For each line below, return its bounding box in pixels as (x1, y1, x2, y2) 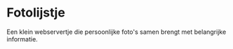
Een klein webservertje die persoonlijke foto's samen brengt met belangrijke (6, 28, 227, 36)
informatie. (6, 35, 38, 43)
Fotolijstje (6, 5, 66, 21)
